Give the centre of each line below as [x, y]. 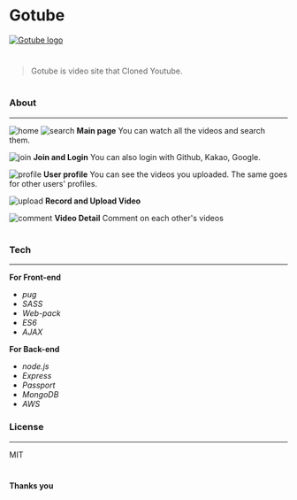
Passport [38, 385]
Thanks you [31, 485]
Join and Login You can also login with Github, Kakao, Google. [147, 157]
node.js [35, 366]
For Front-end [35, 277]
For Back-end [34, 350]
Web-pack [41, 313]
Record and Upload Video [93, 201]
